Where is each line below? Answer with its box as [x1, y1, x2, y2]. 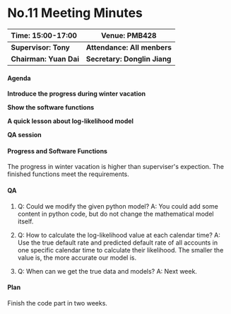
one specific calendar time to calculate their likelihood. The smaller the [17, 245, 224, 254]
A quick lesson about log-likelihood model [7, 117, 134, 125]
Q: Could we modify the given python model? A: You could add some [17, 202, 219, 210]
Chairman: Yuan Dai [11, 54, 80, 64]
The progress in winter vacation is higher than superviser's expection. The [7, 163, 225, 171]
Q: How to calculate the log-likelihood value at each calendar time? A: [17, 231, 220, 239]
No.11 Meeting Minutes [7, 5, 143, 21]
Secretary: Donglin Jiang [85, 54, 172, 64]
